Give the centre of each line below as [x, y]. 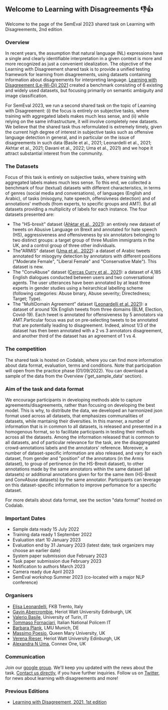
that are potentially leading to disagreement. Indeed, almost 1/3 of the [84, 325]
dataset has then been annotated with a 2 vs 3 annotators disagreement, [88, 331]
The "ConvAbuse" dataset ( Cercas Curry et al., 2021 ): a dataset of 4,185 [87, 272]
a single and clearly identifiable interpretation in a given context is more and [83, 59]
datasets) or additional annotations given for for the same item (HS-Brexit [81, 474]
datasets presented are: [30, 214]
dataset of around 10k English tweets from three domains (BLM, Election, [88, 309]
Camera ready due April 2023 [43, 572]
